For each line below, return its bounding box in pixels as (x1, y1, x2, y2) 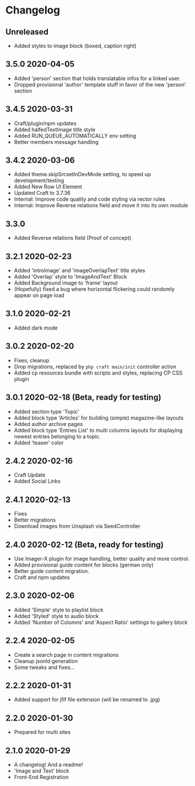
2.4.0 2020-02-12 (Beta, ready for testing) (5, 540, 164, 550)
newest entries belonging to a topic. (13, 433, 101, 440)
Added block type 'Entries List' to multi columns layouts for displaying (13, 427, 183, 434)
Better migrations (13, 516, 56, 524)
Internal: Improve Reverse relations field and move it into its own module (13, 202, 189, 209)
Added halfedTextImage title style (13, 126, 95, 133)
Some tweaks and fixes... (13, 664, 75, 671)
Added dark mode (13, 324, 58, 331)
